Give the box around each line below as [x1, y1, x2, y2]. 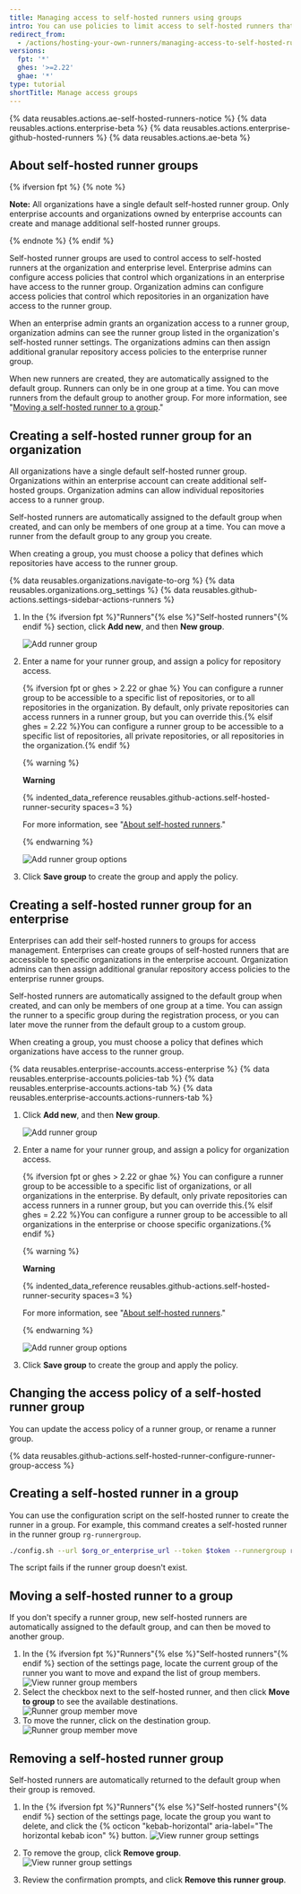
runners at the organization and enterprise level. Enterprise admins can [9, 262, 271, 274]
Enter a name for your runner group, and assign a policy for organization [21, 1144, 289, 1155]
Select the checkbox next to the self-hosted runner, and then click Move [21, 1687, 290, 1698]
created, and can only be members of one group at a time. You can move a [9, 521, 286, 532]
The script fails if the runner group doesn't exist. [9, 1562, 188, 1573]
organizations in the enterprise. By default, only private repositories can [21, 1190, 288, 1200]
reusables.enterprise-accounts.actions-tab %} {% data [9, 1082, 213, 1093]
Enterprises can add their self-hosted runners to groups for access [9, 935, 257, 946]
